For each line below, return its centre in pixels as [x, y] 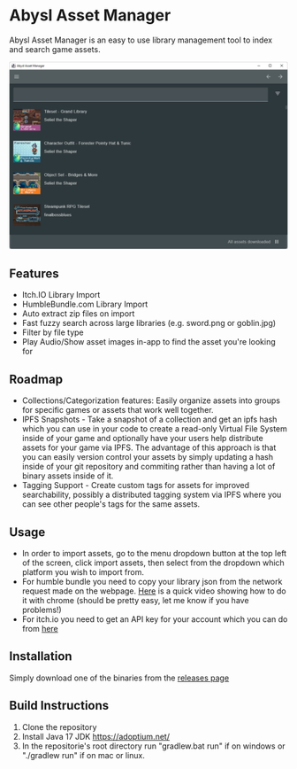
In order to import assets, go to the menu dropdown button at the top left [154, 554]
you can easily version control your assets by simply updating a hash [148, 457]
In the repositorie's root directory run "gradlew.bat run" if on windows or [153, 746]
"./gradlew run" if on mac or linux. [84, 755]
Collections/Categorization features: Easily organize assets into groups [151, 400]
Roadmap [36, 379]
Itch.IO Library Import [61, 295]
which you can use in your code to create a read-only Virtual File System [154, 429]
